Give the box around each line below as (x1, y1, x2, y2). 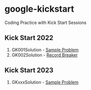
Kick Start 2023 (4, 66, 54, 74)
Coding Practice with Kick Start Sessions (4, 20, 87, 25)
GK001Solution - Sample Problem (11, 46, 79, 52)
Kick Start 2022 (4, 34, 54, 42)
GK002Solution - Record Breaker (11, 52, 78, 58)
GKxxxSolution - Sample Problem (11, 79, 79, 85)
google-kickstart (4, 3, 74, 15)
